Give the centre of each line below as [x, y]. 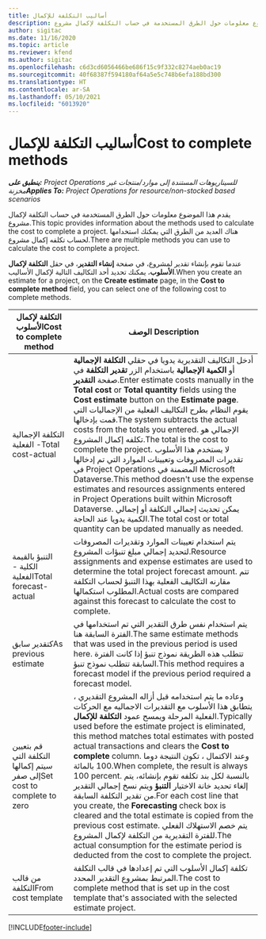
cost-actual [34, 455]
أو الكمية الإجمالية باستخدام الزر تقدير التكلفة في [154, 370]
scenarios [25, 199]
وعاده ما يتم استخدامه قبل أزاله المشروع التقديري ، [158, 697]
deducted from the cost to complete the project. [162, 856]
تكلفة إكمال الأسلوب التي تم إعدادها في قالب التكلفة [160, 868]
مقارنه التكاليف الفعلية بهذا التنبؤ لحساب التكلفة [152, 582]
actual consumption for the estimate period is [158, 845]
